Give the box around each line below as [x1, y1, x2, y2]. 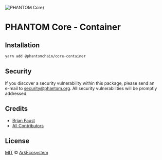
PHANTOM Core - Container [5, 22, 121, 33]
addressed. [5, 90, 28, 96]
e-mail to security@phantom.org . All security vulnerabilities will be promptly [5, 85, 157, 91]
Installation [5, 41, 40, 49]
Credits [5, 105, 28, 113]
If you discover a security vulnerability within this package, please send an [5, 80, 155, 86]
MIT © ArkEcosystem [5, 150, 49, 156]
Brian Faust [12, 117, 35, 124]
